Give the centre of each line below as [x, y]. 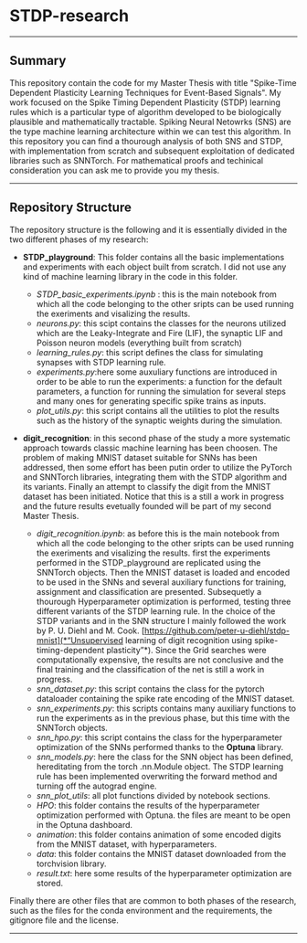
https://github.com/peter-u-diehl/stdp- [217, 630]
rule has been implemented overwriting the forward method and [157, 776]
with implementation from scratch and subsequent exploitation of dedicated [152, 151]
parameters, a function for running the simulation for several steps [161, 391]
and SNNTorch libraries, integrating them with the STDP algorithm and [155, 477]
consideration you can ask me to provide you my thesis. [115, 170]
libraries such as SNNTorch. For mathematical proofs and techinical [136, 160]
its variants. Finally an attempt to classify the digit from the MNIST [147, 486]
